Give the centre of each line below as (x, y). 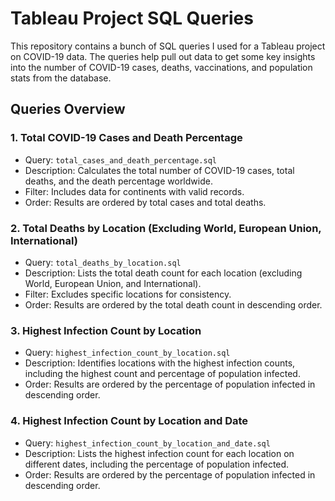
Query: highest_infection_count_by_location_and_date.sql (147, 443)
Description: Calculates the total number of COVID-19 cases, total (159, 170)
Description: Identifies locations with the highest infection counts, (160, 363)
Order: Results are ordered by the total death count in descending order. (173, 304)
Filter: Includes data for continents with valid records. (134, 191)
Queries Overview (68, 109)
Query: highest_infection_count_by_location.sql (127, 353)
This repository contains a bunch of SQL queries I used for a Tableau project (168, 46)
